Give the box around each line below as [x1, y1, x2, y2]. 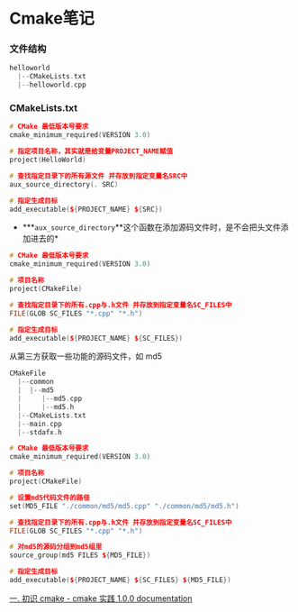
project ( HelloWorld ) [9, 155, 87, 165]
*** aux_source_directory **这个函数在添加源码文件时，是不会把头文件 [22, 222, 282, 233]
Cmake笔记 [9, 8, 95, 29]
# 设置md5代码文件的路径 [9, 493, 90, 502]
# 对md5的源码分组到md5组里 [9, 543, 103, 552]
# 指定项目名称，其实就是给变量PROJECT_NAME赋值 [9, 147, 174, 156]
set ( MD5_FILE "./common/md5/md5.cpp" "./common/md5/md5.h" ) [9, 501, 240, 510]
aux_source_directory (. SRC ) [9, 179, 119, 189]
